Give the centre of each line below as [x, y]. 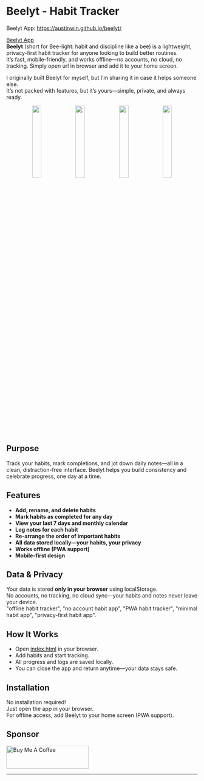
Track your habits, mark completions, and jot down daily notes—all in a [95, 463]
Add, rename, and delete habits [55, 510]
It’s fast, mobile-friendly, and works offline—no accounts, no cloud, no [94, 59]
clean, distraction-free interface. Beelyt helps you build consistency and [97, 469]
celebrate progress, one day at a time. [54, 476]
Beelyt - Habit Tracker [63, 11]
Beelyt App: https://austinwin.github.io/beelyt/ [64, 28]
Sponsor [23, 734]
